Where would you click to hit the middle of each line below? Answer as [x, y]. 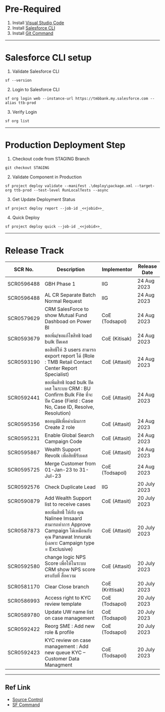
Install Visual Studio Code [38, 23]
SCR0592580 [24, 566]
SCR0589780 [24, 615]
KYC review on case [68, 640]
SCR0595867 [24, 453]
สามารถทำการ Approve [68, 524]
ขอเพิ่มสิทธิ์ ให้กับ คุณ [64, 512]
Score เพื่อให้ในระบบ [65, 563]
